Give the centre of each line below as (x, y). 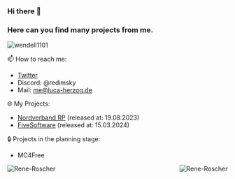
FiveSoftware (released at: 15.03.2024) (73, 125)
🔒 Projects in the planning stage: (54, 139)
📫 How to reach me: (37, 59)
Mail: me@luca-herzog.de (55, 90)
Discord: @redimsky (47, 83)
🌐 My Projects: (29, 103)
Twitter (28, 76)
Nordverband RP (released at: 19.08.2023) (78, 117)
